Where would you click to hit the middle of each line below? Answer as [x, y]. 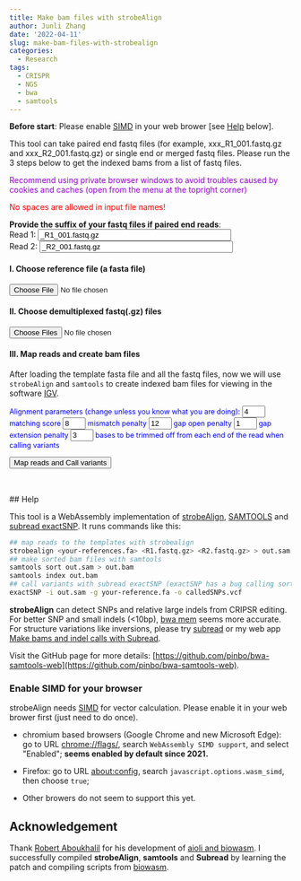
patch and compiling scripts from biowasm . [89, 867]
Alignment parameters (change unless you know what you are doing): [125, 411]
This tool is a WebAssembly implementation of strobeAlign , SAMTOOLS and [149, 516]
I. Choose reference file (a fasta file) [77, 268]
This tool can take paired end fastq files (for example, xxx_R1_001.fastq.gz [146, 144]
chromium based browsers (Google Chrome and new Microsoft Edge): [152, 735]
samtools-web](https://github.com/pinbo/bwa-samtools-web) [123, 665]
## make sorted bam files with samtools [86, 559]
